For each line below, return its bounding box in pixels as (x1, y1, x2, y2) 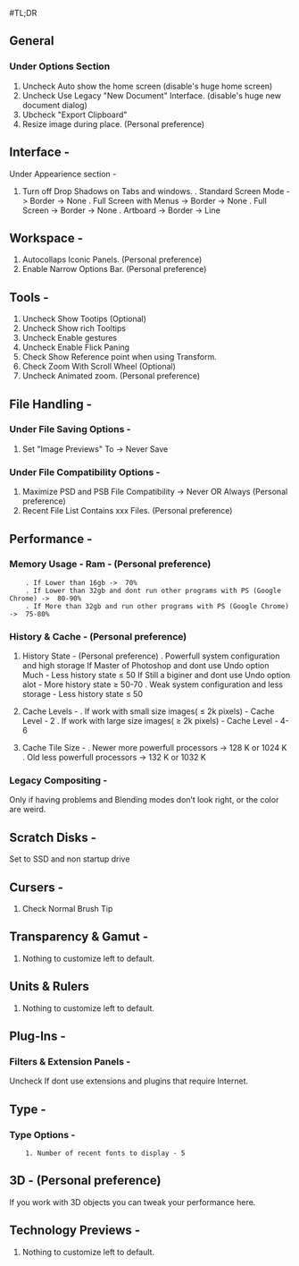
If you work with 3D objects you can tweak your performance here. (9, 1196, 256, 1207)
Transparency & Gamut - (9, 930, 149, 945)
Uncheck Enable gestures (21, 333, 118, 344)
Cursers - (9, 879, 64, 895)
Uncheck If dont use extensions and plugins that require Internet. (9, 1075, 249, 1086)
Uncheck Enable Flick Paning (21, 342, 130, 353)
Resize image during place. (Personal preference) (21, 118, 205, 129)
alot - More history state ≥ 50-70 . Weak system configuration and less (21, 679, 284, 690)
